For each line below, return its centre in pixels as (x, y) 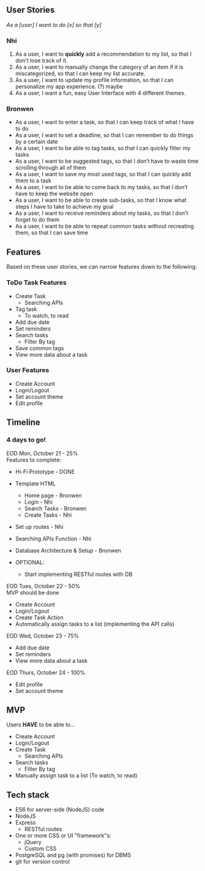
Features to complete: (34, 460)
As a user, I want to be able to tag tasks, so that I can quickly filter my (103, 148)
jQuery (33, 842)
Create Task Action (39, 617)
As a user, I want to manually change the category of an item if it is (99, 67)
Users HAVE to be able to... (41, 725)
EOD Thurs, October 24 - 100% (46, 672)
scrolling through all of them (51, 168)
